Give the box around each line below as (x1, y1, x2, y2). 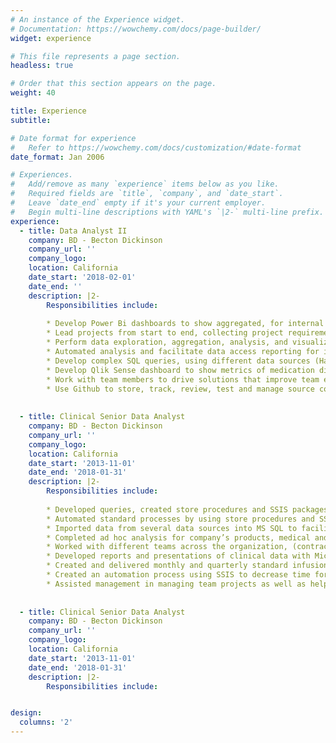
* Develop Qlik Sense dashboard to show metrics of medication (46, 365, 315, 375)
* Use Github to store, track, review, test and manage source (46, 384, 315, 394)
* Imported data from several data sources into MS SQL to (46, 523, 298, 533)
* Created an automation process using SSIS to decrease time (46, 570, 311, 580)
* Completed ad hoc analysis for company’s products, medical (46, 532, 311, 543)
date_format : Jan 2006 (10, 152, 105, 162)
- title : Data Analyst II (19, 226, 128, 236)
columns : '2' (19, 717, 74, 728)
